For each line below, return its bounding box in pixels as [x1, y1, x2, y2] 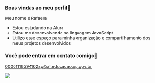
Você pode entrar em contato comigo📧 [5, 52, 98, 59]
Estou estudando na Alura [12, 25, 64, 31]
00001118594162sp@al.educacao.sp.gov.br [5, 63, 92, 69]
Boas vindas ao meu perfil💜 [5, 4, 71, 11]
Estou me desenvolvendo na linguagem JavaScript [12, 30, 113, 36]
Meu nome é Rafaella [5, 16, 47, 21]
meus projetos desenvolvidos [12, 40, 71, 46]
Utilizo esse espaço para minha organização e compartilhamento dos [12, 35, 151, 41]
